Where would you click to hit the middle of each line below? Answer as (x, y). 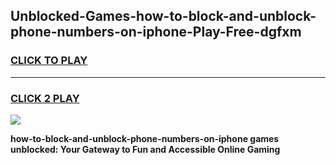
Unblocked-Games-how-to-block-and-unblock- (163, 16)
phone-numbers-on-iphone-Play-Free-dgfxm (156, 32)
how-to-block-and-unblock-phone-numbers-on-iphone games (145, 138)
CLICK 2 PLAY (45, 98)
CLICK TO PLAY (49, 61)
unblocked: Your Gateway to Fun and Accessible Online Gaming (145, 149)
